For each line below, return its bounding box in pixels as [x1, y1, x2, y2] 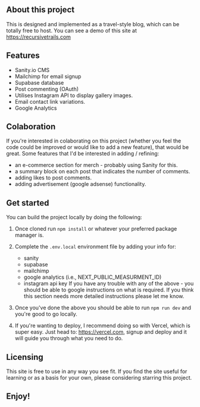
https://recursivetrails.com [6, 33, 71, 41]
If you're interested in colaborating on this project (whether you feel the [6, 137, 182, 145]
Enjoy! [6, 392, 30, 402]
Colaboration [6, 122, 56, 132]
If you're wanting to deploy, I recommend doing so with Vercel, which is [14, 322, 190, 330]
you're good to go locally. [14, 310, 77, 318]
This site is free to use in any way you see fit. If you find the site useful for [6, 368, 187, 375]
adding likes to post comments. [14, 174, 92, 181]
